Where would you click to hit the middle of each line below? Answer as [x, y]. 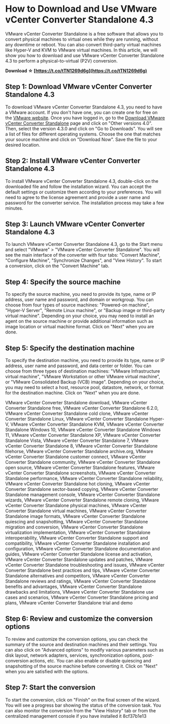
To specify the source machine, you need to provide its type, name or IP [81, 294]
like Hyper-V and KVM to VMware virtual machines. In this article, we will [81, 50]
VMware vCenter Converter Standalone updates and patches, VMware [79, 560]
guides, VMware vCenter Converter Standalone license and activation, [79, 554]
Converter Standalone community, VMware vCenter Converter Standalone [83, 462]
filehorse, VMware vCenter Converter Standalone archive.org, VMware [79, 451]
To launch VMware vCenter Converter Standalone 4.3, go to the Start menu [84, 244]
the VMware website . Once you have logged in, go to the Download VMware [85, 118]
